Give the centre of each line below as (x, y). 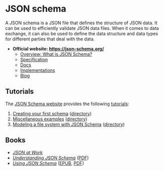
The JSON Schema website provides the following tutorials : (67, 104)
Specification (34, 59)
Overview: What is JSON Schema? (56, 54)
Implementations (37, 70)
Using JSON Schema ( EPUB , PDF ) (48, 163)
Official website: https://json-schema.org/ (58, 49)
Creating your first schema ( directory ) (52, 113)
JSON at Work (28, 152)
